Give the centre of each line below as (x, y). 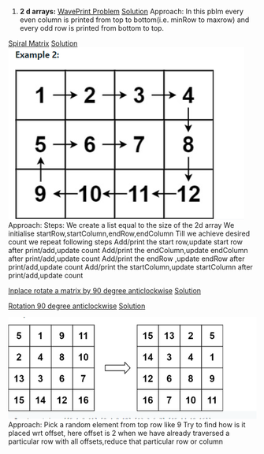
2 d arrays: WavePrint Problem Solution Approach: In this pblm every (132, 11)
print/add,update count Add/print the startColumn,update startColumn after (131, 267)
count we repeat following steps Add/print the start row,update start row (125, 242)
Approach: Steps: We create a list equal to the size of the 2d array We (121, 225)
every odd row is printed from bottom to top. (91, 28)
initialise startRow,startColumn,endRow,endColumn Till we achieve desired (129, 233)
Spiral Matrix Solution (43, 43)
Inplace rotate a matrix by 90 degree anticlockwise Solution (105, 290)
